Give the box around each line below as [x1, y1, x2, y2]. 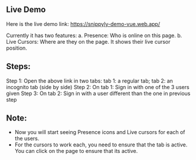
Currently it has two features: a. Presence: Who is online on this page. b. [6, 32, 182, 39]
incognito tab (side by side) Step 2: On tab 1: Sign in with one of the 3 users [6, 83, 190, 90]
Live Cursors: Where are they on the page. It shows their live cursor [6, 38, 171, 45]
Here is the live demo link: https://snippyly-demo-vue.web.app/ [6, 20, 161, 27]
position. [6, 44, 28, 51]
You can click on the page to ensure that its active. [14, 148, 138, 155]
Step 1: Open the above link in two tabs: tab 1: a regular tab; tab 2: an [6, 77, 173, 84]
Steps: [6, 61, 31, 71]
